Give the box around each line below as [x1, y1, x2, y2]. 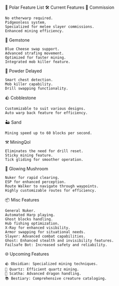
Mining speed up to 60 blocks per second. [5, 131, 92, 135]
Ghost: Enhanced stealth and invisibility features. [5, 238, 114, 243]
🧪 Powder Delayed [5, 68, 42, 74]
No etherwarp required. [5, 16, 53, 21]
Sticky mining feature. [5, 153, 53, 158]
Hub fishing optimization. [5, 221, 60, 226]
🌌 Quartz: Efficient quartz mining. [5, 267, 79, 272]
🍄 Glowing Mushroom [5, 166, 49, 172]
